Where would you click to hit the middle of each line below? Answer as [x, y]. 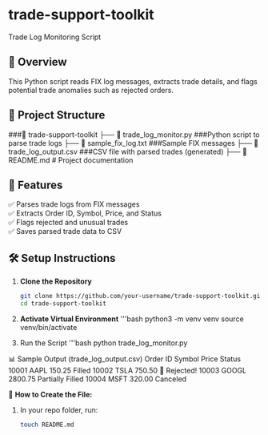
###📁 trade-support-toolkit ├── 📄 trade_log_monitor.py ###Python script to [134, 135]
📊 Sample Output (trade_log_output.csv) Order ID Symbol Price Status [125, 359]
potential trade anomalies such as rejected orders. [91, 90]
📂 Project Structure [57, 115]
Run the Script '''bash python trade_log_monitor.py [104, 343]
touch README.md [47, 425]
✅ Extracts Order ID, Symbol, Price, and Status [85, 213]
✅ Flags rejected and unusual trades [68, 223]
